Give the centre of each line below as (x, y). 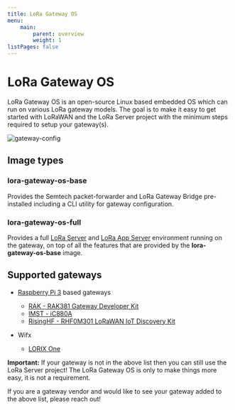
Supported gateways (55, 275)
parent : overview (58, 34)
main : (28, 27)
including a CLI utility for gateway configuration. (104, 204)
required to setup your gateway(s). (58, 124)
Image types (35, 161)
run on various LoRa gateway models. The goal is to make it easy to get (112, 109)
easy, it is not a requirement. (49, 377)
